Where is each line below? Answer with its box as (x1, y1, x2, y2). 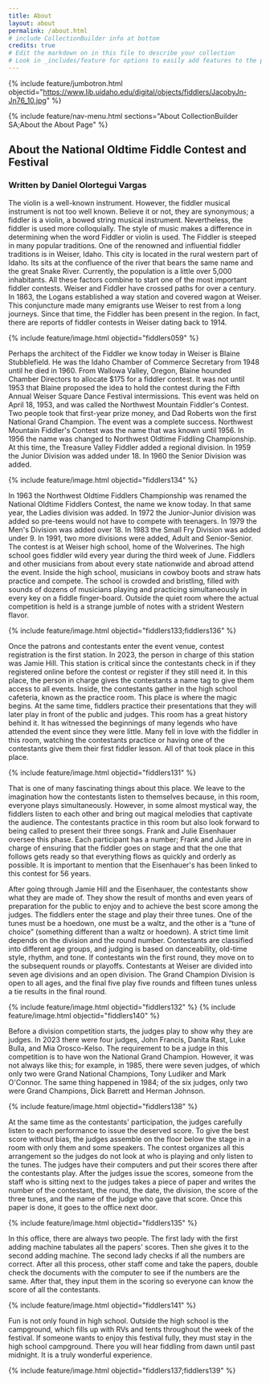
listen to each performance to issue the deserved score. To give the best (8, 1125, 249, 1135)
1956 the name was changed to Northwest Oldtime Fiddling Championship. (8, 434, 256, 443)
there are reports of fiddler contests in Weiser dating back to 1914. (8, 317, 227, 327)
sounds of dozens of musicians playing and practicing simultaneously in (8, 584, 247, 594)
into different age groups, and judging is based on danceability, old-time (8, 944, 247, 953)
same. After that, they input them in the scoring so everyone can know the (8, 1276, 254, 1286)
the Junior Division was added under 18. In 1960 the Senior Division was (8, 451, 247, 460)
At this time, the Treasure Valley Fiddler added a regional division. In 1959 (8, 443, 252, 452)
